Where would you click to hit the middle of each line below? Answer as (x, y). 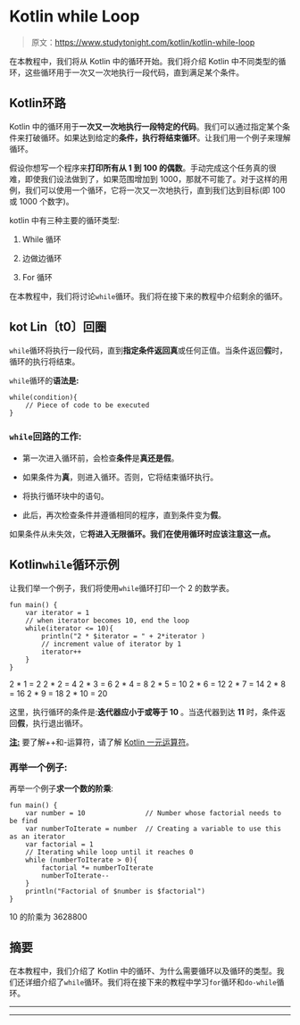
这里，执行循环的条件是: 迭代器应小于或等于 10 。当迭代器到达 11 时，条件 (144, 712)
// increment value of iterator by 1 (111, 644)
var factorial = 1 (59, 844)
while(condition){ (43, 397)
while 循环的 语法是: (44, 380)
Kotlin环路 (38, 103)
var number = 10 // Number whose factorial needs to (153, 813)
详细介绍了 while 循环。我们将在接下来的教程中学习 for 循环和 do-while (150, 982)
